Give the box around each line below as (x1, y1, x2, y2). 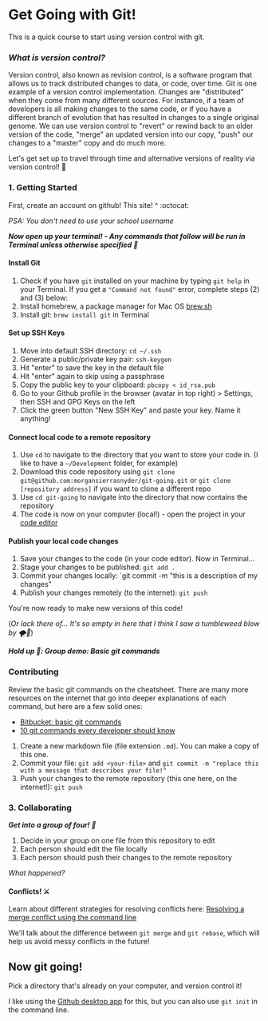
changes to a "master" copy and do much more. (8, 138, 167, 148)
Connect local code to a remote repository (8, 432, 152, 441)
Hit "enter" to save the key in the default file (19, 362, 164, 373)
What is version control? (8, 52, 106, 63)
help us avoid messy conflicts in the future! (8, 937, 150, 947)
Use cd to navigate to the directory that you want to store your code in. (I (19, 450, 258, 460)
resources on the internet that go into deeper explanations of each (8, 693, 227, 703)
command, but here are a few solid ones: (8, 701, 143, 711)
